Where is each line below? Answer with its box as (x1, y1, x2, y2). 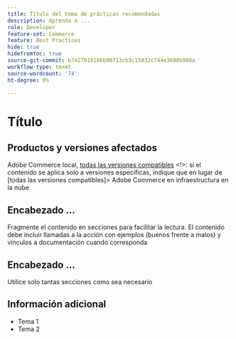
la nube (7, 183, 30, 192)
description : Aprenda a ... (7, 17, 91, 24)
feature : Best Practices (7, 37, 81, 44)
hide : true (7, 43, 40, 51)
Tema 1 (17, 317, 39, 325)
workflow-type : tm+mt (7, 63, 72, 71)
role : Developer (7, 24, 55, 31)
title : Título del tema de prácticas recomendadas (7, 10, 161, 18)
